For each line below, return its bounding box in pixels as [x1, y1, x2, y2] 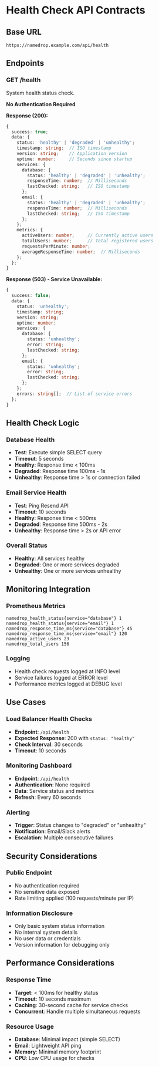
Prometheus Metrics [6, 602, 66, 610]
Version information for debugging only [14, 941, 110, 948]
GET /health [6, 76, 41, 84]
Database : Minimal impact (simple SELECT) [14, 1036, 120, 1043]
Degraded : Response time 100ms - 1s [14, 468, 106, 475]
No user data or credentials [14, 935, 81, 942]
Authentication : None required [14, 781, 90, 788]
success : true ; [11, 129, 49, 135]
